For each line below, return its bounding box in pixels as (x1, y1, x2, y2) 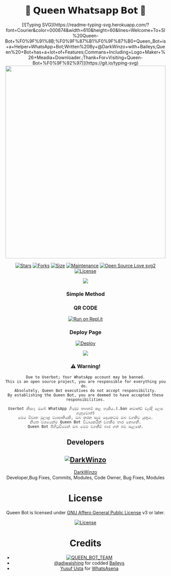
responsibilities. (66, 397, 105, 402)
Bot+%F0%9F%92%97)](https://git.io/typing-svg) (32, 60, 139, 66)
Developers (67, 438, 104, 447)
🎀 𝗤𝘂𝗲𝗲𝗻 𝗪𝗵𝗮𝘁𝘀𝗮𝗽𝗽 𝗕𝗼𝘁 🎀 (25, 5, 146, 16)
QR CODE (73, 304, 98, 311)
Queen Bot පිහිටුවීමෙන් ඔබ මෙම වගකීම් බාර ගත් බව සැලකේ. (27, 424, 144, 429)
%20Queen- (72, 32, 99, 39)
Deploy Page (69, 329, 102, 336)
